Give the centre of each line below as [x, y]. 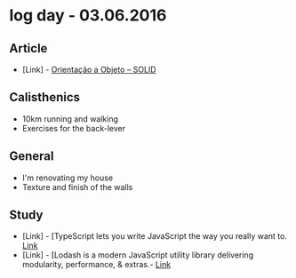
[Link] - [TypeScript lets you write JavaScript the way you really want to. [154, 236]
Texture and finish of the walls [77, 187]
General [32, 156]
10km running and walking [70, 119]
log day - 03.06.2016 [88, 16]
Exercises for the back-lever [74, 128]
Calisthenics [45, 97]
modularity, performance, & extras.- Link [96, 265]
